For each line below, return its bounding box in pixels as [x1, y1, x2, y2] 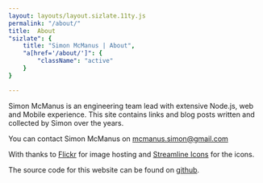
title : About [8, 27, 56, 35]
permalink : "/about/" [8, 19, 81, 27]
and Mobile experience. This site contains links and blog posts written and [8, 110, 256, 119]
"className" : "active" [37, 57, 114, 65]
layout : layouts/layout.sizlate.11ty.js [8, 11, 147, 20]
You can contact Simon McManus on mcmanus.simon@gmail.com [8, 134, 228, 143]
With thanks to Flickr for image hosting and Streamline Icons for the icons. [8, 149, 255, 159]
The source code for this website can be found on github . [8, 164, 200, 174]
